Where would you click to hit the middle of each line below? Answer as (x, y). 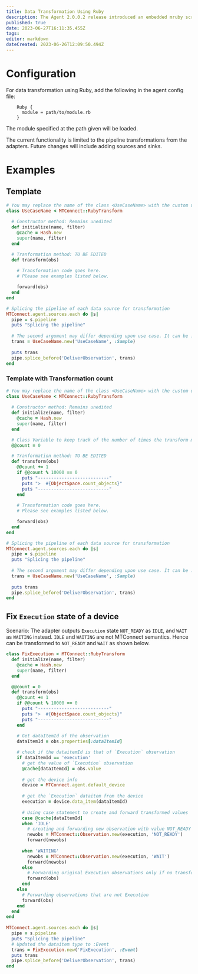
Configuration (41, 74)
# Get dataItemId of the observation (63, 736)
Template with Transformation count (60, 378)
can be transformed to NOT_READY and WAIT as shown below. (78, 643)
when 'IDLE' (36, 823)
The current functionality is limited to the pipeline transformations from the (97, 140)
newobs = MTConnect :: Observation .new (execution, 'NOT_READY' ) (105, 835)
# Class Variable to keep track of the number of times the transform (100, 440)
